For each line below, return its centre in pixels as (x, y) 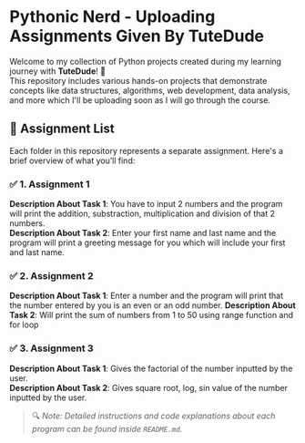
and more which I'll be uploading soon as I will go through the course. (140, 100)
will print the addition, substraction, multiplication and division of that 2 (142, 214)
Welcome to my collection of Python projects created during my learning (146, 61)
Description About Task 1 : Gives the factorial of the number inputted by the (151, 368)
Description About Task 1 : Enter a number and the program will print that (147, 296)
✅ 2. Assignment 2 (51, 275)
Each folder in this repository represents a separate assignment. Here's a (147, 150)
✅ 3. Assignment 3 (51, 348)
